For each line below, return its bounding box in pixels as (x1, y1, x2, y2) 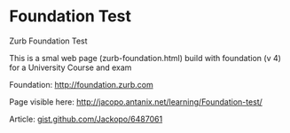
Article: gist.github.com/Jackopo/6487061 (9, 113, 163, 124)
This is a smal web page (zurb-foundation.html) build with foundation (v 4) (9, 52, 282, 63)
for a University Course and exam (9, 62, 132, 73)
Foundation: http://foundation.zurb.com (9, 79, 153, 90)
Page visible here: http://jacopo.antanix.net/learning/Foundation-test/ (9, 96, 263, 107)
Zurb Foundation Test (9, 35, 88, 46)
